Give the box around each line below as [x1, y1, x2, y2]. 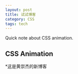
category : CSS [5, 16, 35, 21]
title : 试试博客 [5, 12, 36, 17]
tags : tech [5, 21, 28, 26]
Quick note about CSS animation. [5, 35, 73, 41]
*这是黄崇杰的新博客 [5, 63, 47, 69]
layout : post [5, 7, 32, 12]
